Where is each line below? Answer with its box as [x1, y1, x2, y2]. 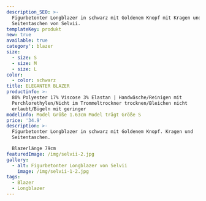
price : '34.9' [6, 117, 43, 123]
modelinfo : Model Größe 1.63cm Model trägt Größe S [6, 112, 141, 118]
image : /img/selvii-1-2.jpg [17, 168, 89, 175]
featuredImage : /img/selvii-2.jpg [6, 151, 95, 157]
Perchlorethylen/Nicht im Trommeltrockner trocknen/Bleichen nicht [12, 100, 188, 106]
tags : [6, 174, 20, 180]
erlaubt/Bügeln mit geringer [12, 105, 86, 112]
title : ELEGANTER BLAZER [6, 83, 70, 89]
